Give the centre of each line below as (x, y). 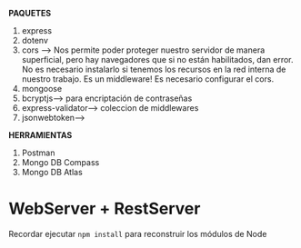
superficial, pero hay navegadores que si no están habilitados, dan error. (157, 60)
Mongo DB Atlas (52, 172)
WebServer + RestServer (105, 209)
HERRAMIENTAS (40, 135)
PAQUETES (30, 13)
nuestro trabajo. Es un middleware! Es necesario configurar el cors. (148, 79)
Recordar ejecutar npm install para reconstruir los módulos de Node (138, 233)
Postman (38, 153)
